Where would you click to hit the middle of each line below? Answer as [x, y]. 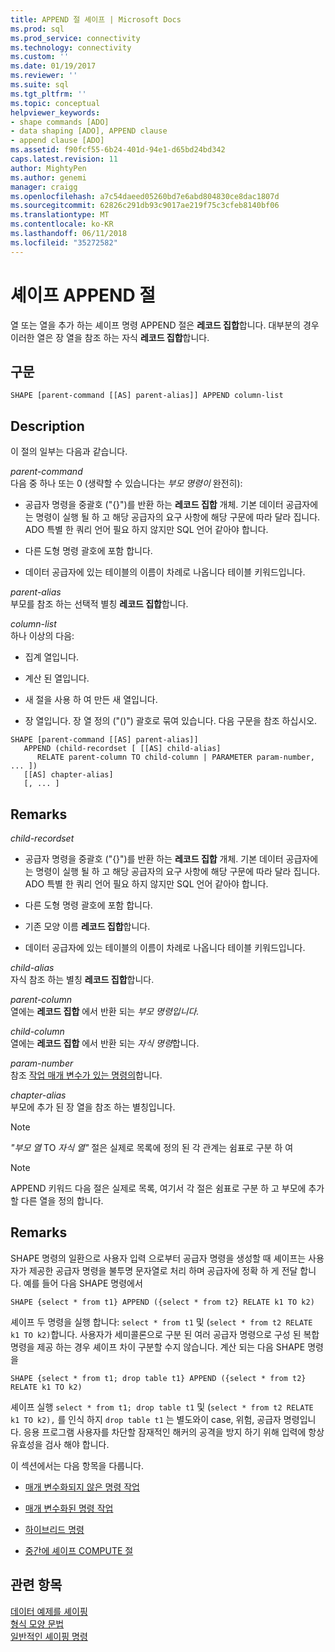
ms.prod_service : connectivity [75, 38]
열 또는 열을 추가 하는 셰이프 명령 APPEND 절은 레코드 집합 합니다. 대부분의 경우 [165, 325]
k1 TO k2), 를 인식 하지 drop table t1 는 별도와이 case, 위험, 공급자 [146, 1419]
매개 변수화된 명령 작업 [69, 1508]
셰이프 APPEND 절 [83, 295]
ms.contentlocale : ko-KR [62, 224]
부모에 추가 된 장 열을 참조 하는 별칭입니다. [93, 1107]
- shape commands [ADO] [60, 122]
